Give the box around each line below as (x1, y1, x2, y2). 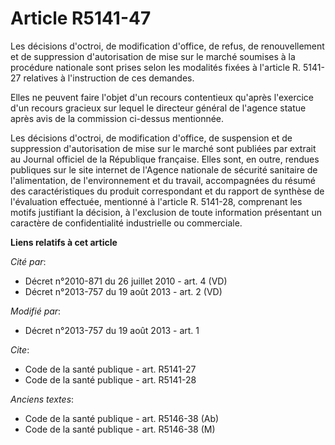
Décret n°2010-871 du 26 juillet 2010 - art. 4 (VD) (24, 275, 228, 287)
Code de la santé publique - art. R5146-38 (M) (24, 423, 216, 435)
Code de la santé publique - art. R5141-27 (24, 363, 197, 375)
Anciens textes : (10, 393, 75, 405)
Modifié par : (10, 305, 62, 317)
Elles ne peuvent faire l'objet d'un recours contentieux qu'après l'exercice (10, 91, 314, 103)
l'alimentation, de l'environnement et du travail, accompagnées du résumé (10, 174, 317, 186)
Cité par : (10, 255, 47, 267)
